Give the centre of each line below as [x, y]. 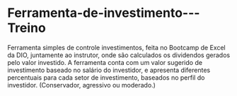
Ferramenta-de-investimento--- [104, 13]
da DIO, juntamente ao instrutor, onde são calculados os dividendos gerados [119, 55]
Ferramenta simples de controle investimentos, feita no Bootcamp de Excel [116, 47]
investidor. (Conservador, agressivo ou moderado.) [81, 85]
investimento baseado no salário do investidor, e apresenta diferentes [109, 70]
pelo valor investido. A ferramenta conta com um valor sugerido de [105, 62]
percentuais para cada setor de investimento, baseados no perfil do [106, 77]
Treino [27, 28]
